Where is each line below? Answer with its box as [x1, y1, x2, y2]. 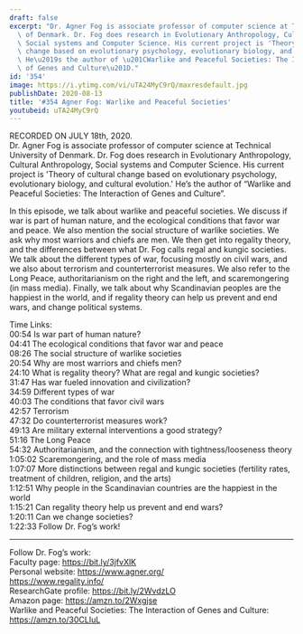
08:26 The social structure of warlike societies [9, 348, 182, 359]
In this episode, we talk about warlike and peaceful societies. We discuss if [9, 205, 288, 217]
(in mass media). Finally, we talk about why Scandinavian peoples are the [9, 282, 281, 294]
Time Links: [9, 319, 52, 330]
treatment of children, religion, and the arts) [9, 473, 171, 484]
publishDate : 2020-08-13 [9, 89, 103, 98]
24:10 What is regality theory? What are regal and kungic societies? [9, 367, 260, 378]
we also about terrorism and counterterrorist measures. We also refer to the [9, 263, 290, 274]
